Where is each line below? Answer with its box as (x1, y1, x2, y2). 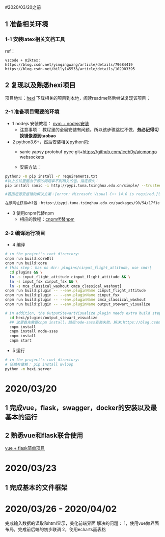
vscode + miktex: (5, 58, 41, 63)
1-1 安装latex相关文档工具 (5, 36, 65, 43)
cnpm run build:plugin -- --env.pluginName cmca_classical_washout (5, 297, 146, 302)
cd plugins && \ (9, 269, 43, 275)
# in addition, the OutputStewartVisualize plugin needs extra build (5, 311, 151, 316)
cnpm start (9, 338, 32, 343)
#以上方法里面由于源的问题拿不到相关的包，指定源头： (5, 178, 99, 183)
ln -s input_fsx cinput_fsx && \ (9, 279, 78, 284)
